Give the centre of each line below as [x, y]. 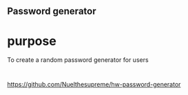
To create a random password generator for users [78, 60]
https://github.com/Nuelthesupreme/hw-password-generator [94, 84]
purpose [32, 41]
